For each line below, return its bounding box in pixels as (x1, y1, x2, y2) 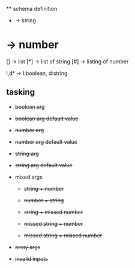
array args (14, 243, 41, 250)
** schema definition (6, 5, 58, 12)
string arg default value (14, 161, 73, 168)
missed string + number (23, 220, 83, 227)
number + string (23, 196, 64, 204)
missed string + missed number (23, 232, 103, 239)
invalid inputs (14, 255, 48, 262)
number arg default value (14, 138, 78, 145)
